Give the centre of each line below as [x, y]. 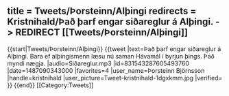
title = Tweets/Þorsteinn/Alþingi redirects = [102, 11]
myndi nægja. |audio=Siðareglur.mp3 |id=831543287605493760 [98, 63]
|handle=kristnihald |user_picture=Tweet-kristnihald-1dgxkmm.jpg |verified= [115, 78]
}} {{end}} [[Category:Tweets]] [50, 85]
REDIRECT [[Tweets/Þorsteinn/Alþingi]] [102, 32]
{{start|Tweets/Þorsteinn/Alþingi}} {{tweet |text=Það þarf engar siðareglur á [114, 49]
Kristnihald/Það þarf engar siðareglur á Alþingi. [110, 22]
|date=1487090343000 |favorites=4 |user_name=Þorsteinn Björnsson [106, 70]
